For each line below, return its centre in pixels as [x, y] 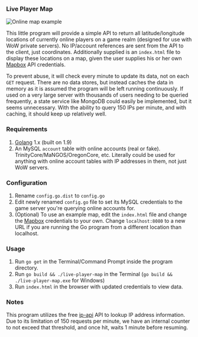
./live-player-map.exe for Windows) [60, 281]
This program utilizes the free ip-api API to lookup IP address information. [96, 315]
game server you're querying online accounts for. [75, 208]
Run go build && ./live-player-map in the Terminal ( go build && [93, 274]
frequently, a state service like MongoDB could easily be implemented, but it [99, 101]
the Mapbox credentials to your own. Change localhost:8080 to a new [100, 220]
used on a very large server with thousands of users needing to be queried [97, 95]
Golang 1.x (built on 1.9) [43, 142]
